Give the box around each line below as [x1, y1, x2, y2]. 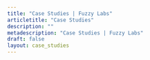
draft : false [7, 36, 45, 43]
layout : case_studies [7, 42, 70, 49]
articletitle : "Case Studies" [7, 17, 95, 23]
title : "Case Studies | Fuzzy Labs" [7, 10, 113, 17]
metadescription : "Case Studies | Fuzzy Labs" [7, 29, 144, 37]
